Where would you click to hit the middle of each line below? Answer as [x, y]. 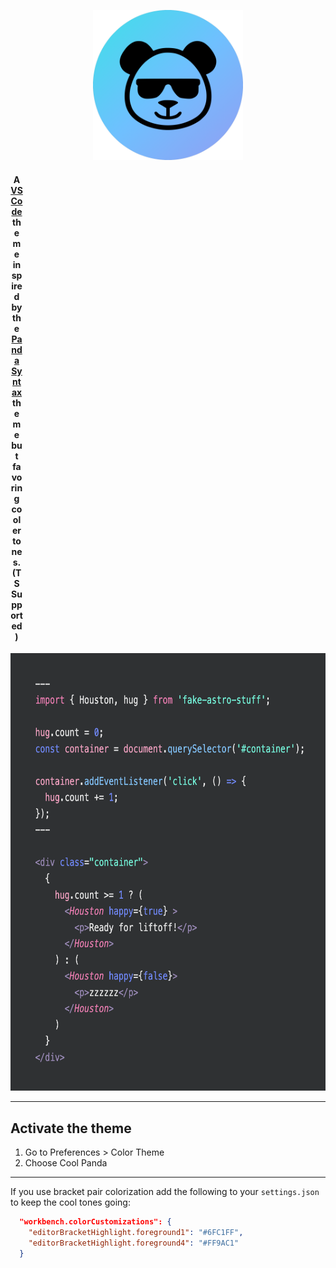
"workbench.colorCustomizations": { [95, 1222]
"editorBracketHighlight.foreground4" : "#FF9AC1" [134, 1243]
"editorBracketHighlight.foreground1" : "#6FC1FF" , [136, 1232]
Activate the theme [71, 1128]
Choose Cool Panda [66, 1163]
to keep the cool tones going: [70, 1202]
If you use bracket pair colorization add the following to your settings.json [165, 1192]
